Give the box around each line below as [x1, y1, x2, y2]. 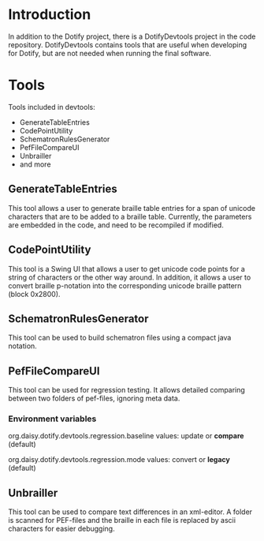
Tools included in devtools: [8, 102, 96, 111]
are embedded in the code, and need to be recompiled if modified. [8, 220, 225, 230]
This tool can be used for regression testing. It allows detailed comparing [8, 385, 246, 395]
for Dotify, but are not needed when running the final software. [8, 48, 211, 58]
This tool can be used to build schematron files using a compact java [8, 333, 232, 343]
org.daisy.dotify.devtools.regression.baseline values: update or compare [8, 431, 244, 441]
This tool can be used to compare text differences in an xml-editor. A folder [8, 507, 253, 517]
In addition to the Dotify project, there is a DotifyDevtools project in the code [8, 32, 256, 41]
